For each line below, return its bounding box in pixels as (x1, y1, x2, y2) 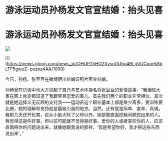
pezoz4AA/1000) (29, 66, 65, 72)
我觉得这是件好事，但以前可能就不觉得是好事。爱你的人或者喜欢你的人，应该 (5, 118, 163, 124)
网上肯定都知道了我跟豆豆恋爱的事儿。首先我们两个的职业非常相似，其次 (13, 93, 163, 99)
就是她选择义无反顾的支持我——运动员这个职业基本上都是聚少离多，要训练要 (5, 99, 163, 105)
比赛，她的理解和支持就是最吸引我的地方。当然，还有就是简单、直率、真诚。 (5, 106, 163, 112)
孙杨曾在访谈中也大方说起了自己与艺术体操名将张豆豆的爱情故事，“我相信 (5, 87, 156, 93)
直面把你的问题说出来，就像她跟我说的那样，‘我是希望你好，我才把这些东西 (5, 124, 160, 130)
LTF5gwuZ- (5, 66, 29, 72)
